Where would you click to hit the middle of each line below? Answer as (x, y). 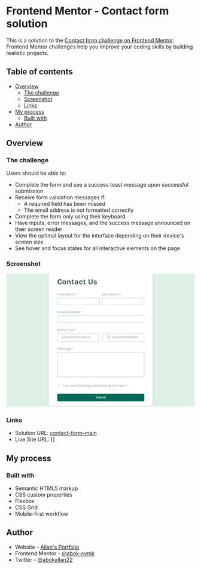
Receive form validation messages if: (60, 197)
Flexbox (25, 501)
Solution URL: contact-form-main (56, 433)
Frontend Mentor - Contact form (88, 11)
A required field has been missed (65, 204)
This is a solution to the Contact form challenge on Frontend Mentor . (90, 40)
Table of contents (39, 72)
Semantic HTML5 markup (46, 488)
